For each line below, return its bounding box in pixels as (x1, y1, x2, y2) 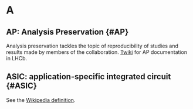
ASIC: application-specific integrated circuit (6, 71, 171, 82)
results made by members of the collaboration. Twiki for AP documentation (6, 49, 188, 56)
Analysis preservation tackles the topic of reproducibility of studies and (6, 42, 179, 49)
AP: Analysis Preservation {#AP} (6, 27, 129, 37)
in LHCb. (6, 55, 28, 62)
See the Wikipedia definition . (6, 96, 76, 103)
